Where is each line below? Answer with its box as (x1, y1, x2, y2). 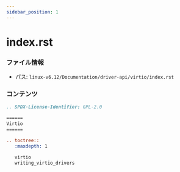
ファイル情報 (6, 58, 45, 66)
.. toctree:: (6, 137, 40, 143)
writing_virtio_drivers (14, 160, 75, 166)
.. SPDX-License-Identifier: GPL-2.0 (6, 104, 103, 110)
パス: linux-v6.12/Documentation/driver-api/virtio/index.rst (15, 73, 175, 81)
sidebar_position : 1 (6, 9, 59, 15)
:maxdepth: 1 (14, 143, 48, 149)
